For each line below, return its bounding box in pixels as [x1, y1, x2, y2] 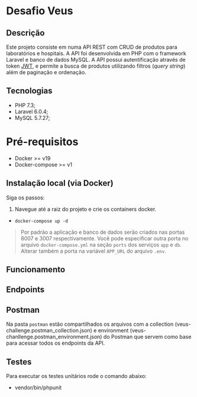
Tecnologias [6, 86, 53, 96]
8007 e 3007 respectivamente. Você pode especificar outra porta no [20, 234, 189, 242]
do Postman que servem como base [103, 334, 192, 341]
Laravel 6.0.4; [14, 108, 49, 115]
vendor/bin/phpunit [14, 384, 62, 391]
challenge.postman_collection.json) [6, 327, 93, 334]
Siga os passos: [6, 194, 45, 201]
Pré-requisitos [6, 135, 79, 148]
